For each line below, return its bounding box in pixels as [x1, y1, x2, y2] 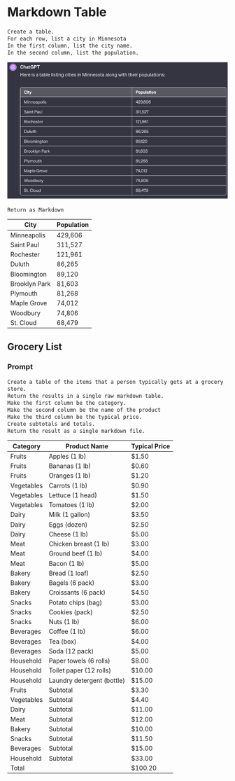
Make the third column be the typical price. [7, 414, 142, 421]
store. [7, 386, 27, 393]
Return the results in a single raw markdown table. [7, 393, 164, 400]
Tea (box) [48, 637, 77, 645]
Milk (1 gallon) [48, 511, 91, 519]
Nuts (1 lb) [48, 618, 80, 626]
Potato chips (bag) [48, 598, 103, 607]
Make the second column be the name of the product [7, 407, 161, 414]
